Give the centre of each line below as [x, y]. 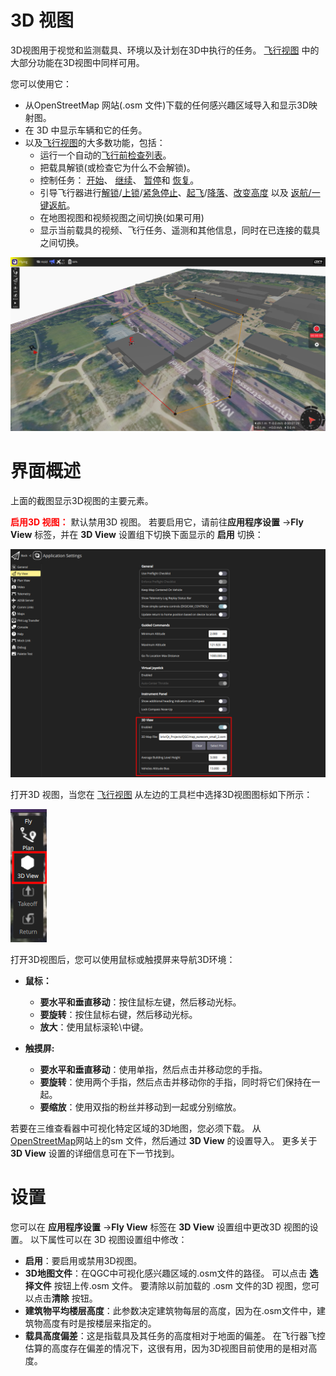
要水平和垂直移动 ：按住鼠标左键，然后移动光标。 [140, 1002]
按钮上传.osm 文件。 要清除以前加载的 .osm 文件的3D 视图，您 [182, 1286]
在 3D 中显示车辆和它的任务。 [86, 130]
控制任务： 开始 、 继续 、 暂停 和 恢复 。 [119, 180]
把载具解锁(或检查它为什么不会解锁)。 [117, 167]
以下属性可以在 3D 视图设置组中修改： [108, 1240]
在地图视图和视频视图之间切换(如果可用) [122, 217]
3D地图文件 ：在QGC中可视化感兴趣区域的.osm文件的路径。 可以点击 [166, 1273]
